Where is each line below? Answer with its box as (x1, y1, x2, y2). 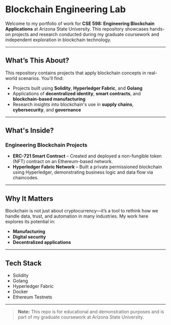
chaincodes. (12, 175, 39, 181)
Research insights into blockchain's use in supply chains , (12, 101, 134, 107)
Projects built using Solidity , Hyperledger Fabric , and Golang (12, 85, 142, 91)
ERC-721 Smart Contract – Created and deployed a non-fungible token (12, 153, 162, 159)
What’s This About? (5, 56, 70, 65)
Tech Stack (5, 259, 42, 267)
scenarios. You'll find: (18, 75, 64, 81)
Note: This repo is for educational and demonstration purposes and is (17, 309, 164, 315)
